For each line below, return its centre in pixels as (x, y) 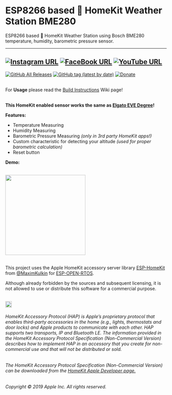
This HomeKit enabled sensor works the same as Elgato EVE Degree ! (80, 105)
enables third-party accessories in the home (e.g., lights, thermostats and (83, 322)
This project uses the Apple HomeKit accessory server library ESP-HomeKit (85, 268)
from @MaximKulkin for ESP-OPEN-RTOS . (50, 273)
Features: (16, 115)
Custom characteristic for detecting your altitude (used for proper (82, 141)
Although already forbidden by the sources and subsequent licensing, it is (83, 283)
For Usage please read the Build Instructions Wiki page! (64, 90)
